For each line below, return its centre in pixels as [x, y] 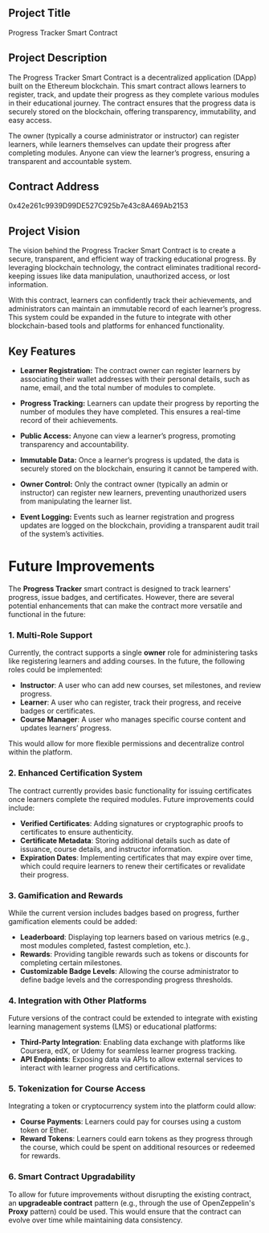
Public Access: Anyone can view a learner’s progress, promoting [128, 436]
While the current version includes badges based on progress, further [124, 913]
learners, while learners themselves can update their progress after [120, 144]
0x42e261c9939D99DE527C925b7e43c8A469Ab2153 [98, 206]
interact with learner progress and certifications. [100, 1068]
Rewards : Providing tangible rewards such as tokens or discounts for [134, 954]
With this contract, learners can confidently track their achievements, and [130, 300]
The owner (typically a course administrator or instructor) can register [124, 135]
